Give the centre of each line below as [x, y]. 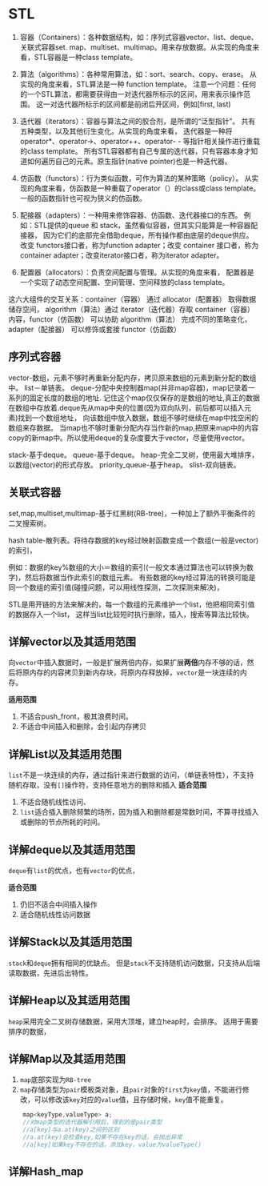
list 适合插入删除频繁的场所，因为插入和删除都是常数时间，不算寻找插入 [139, 812]
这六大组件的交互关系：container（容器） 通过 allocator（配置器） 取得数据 [132, 299]
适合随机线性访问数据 [55, 914]
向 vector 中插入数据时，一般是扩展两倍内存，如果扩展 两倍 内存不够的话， [128, 663]
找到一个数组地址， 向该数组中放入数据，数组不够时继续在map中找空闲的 [138, 418]
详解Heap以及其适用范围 [69, 1001]
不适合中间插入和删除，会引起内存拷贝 [83, 727]
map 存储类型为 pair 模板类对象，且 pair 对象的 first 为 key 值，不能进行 [131, 1090]
